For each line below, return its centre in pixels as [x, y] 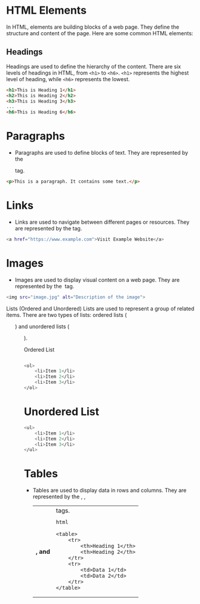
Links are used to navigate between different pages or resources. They [102, 222]
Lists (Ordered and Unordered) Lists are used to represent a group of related [100, 309]
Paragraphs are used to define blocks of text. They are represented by [101, 153]
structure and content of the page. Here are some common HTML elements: [100, 33]
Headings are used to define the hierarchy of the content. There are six [93, 66]
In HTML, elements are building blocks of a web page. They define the [93, 27]
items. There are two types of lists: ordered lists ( [67, 315]
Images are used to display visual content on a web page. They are [97, 280]
